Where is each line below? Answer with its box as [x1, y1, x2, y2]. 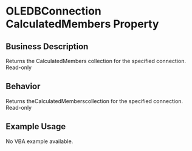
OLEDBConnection [5, 4, 101, 18]
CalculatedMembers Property [5, 17, 159, 31]
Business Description [5, 41, 89, 52]
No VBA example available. [5, 138, 74, 145]
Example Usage [5, 121, 66, 132]
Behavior [5, 81, 41, 92]
